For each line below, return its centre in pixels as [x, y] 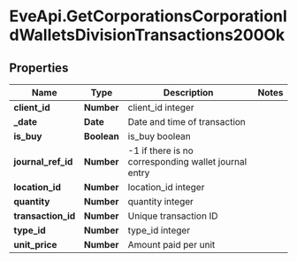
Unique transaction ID [173, 216]
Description [188, 92]
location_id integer [166, 187]
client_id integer [161, 108]
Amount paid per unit [171, 245]
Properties [39, 68]
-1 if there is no [161, 150]
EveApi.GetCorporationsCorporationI [148, 16]
